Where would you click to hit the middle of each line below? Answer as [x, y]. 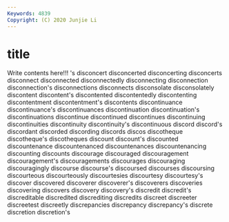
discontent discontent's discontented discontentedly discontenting [102, 95]
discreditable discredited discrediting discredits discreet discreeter [102, 198]
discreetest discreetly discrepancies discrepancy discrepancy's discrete [110, 205]
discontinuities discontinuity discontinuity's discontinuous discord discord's [115, 124]
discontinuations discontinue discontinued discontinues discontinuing [106, 117]
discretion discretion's [39, 212]
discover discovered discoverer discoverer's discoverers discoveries [105, 183]
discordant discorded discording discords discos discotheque [95, 132]
